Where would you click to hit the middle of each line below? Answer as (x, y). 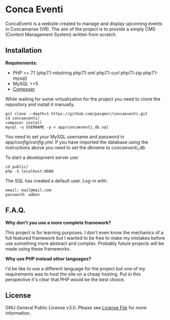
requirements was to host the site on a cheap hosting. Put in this (73, 274)
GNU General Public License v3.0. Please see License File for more (76, 308)
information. (18, 313)
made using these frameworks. (38, 248)
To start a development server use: (42, 157)
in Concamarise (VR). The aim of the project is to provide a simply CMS (80, 29)
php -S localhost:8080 (29, 171)
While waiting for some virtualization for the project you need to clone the (83, 99)
